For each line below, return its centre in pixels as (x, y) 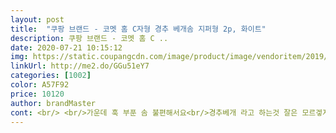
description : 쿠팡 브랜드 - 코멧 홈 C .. (89, 38)
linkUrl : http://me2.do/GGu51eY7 (80, 66)
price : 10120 (37, 94)
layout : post (37, 19)
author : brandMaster (53, 103)
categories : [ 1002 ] (51, 76)
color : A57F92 (40, 85)
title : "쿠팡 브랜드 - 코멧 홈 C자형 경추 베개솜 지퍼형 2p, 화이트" (138, 29)
